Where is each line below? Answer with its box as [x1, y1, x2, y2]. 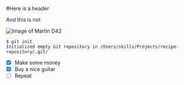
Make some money [14, 59, 61, 66]
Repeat [14, 72, 32, 79]
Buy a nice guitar [14, 66, 55, 73]
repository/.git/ [6, 49, 48, 55]
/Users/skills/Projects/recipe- [100, 44, 179, 49]
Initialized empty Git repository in [6, 44, 98, 49]
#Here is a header [6, 5, 50, 12]
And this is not [6, 16, 41, 23]
